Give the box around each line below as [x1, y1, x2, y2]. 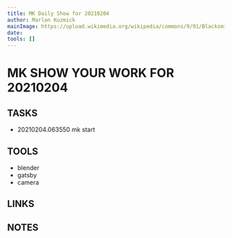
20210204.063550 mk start [17, 125, 95, 134]
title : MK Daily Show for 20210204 [7, 10, 110, 17]
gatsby [17, 171, 37, 179]
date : [7, 29, 23, 36]
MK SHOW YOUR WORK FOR [7, 65, 175, 81]
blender [17, 163, 40, 172]
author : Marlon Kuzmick [7, 17, 76, 23]
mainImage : [7, 23, 39, 30]
